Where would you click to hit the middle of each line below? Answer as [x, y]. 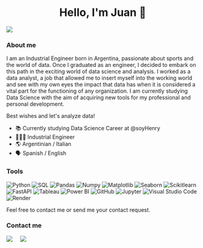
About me [21, 45]
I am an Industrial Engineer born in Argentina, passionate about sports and [100, 58]
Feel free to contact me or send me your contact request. [79, 210]
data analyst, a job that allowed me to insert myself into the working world [99, 78]
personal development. [35, 104]
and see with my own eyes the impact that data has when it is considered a [101, 85]
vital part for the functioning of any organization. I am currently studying [97, 91]
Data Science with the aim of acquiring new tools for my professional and [99, 98]
